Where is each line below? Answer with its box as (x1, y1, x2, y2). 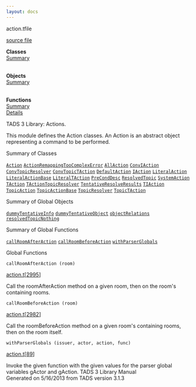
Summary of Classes (6, 150, 57, 157)
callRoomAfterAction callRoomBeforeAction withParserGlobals (6, 239, 158, 245)
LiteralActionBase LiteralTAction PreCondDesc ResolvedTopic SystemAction (6, 175, 190, 181)
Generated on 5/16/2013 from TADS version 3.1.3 (6, 375, 125, 382)
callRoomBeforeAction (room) (6, 300, 78, 306)
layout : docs (6, 8, 38, 15)
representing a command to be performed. (6, 138, 111, 145)
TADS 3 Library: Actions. (6, 120, 66, 128)
